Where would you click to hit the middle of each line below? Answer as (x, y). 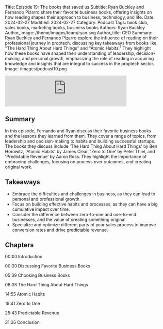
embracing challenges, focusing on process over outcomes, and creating (78, 161)
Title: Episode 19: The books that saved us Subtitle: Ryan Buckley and (74, 7)
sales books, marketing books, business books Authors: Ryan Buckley (75, 28)
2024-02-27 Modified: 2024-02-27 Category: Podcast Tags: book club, (77, 22)
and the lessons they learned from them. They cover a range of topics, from (81, 136)
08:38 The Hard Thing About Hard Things (47, 285)
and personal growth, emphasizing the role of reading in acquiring (88, 58)
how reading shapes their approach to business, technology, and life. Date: (80, 17)
